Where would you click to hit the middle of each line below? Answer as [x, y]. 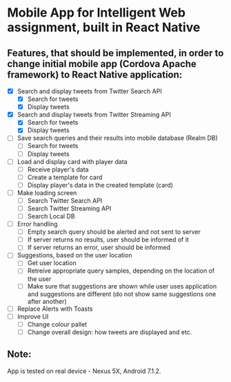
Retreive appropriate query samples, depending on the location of [121, 271]
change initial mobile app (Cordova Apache [102, 64]
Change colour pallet [57, 324]
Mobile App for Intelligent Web [97, 13]
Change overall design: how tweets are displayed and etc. [110, 332]
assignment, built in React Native [104, 27]
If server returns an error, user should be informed [99, 248]
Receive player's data [58, 169]
